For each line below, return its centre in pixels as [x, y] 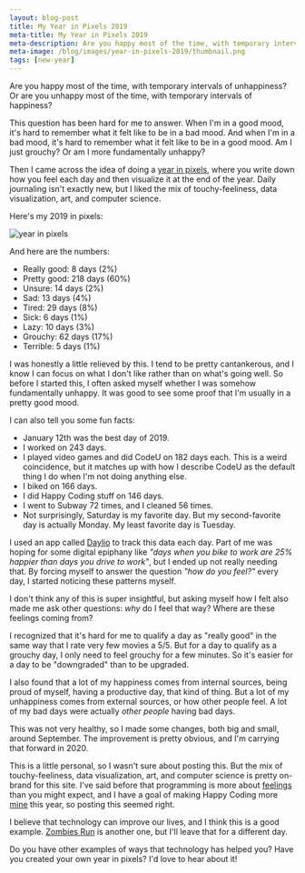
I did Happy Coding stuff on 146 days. [93, 496]
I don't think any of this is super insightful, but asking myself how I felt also [149, 598]
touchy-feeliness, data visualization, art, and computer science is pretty [143, 775]
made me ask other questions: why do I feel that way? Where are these [142, 608]
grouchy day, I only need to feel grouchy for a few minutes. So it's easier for [151, 655]
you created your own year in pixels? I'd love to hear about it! [123, 859]
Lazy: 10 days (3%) [59, 327]
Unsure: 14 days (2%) [63, 288]
